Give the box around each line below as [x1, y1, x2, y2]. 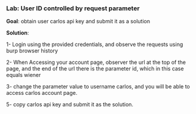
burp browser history [6, 47, 59, 54]
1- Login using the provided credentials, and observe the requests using [6, 41, 183, 48]
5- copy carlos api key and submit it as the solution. [6, 101, 133, 108]
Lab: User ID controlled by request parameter [6, 4, 140, 13]
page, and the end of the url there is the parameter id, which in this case [6, 65, 184, 72]
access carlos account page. [6, 90, 78, 97]
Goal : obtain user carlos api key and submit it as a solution [6, 18, 151, 25]
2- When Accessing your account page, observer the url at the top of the [6, 58, 186, 66]
